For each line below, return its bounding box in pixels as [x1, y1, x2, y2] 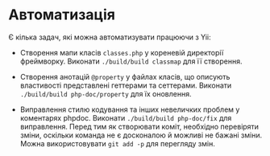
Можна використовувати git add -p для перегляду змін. [19, 138, 215, 148]
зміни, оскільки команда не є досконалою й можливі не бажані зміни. [19, 130, 263, 140]
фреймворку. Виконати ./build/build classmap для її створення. [19, 56, 243, 66]
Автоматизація [8, 6, 115, 24]
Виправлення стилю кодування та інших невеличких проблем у [19, 105, 240, 114]
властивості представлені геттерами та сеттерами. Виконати [19, 80, 232, 90]
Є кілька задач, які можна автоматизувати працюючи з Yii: [8, 32, 211, 42]
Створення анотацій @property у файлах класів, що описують [19, 72, 231, 81]
